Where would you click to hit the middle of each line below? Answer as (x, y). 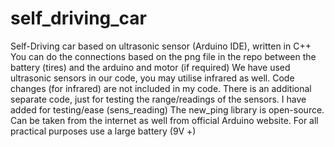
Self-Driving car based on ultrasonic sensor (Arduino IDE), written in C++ (161, 46)
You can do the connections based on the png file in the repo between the (163, 56)
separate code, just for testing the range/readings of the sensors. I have (158, 99)
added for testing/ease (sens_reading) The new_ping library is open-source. (167, 109)
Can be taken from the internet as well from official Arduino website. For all (164, 120)
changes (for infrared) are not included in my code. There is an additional (161, 88)
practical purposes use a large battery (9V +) (103, 131)
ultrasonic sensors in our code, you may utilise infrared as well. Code (152, 78)
